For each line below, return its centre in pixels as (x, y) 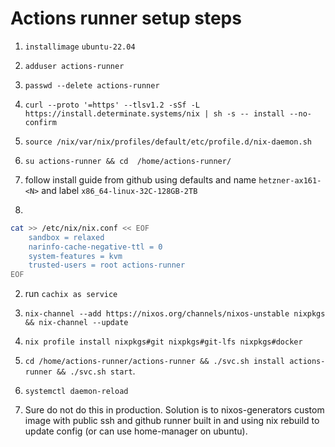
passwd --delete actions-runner (92, 85)
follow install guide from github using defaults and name (140, 179)
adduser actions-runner (74, 66)
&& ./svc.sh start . (96, 371)
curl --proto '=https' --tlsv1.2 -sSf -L (112, 105)
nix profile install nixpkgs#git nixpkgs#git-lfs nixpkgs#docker (163, 342)
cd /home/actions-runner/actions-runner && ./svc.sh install (155, 362)
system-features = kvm (75, 256)
